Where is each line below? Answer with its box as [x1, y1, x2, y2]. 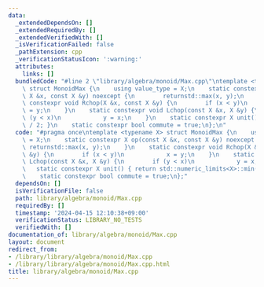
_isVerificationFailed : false [15, 41, 114, 49]
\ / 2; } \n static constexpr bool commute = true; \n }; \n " [22, 121, 226, 129]
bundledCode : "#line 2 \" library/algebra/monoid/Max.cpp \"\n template [15, 77, 247, 85]
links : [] [22, 70, 55, 78]
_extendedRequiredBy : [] [15, 26, 97, 34]
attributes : [15, 63, 55, 71]
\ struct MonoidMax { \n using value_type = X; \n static [22, 84, 230, 93]
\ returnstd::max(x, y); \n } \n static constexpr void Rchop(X [22, 143, 251, 151]
